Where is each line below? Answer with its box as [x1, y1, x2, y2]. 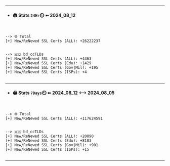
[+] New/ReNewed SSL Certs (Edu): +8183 [5, 138, 92, 143]
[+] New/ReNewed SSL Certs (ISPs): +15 [5, 147, 90, 152]
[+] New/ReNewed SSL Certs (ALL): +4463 [5, 56, 92, 61]
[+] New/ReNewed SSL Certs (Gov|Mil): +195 [5, 65, 99, 70]
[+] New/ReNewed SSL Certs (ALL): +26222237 [5, 38, 101, 44]
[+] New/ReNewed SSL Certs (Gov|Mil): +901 [5, 143, 99, 148]
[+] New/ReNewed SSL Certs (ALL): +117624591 [5, 116, 103, 121]
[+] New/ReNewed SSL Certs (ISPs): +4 [5, 69, 87, 75]
